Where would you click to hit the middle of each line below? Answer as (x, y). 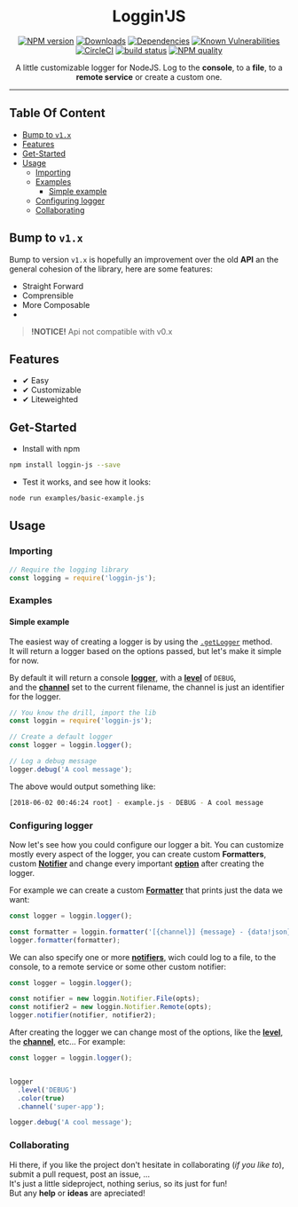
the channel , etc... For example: (67, 1042)
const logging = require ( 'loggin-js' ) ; (83, 578)
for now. (24, 660)
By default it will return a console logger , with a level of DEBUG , (123, 677)
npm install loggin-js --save (65, 465)
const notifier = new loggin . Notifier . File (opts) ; (105, 999)
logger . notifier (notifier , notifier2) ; (83, 1015)
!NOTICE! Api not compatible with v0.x (102, 331)
